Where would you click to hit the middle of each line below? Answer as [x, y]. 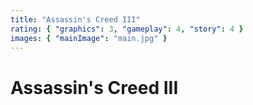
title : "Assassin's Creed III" [75, 19]
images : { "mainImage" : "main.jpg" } [89, 38]
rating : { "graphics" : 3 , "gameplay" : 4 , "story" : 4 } [127, 29]
